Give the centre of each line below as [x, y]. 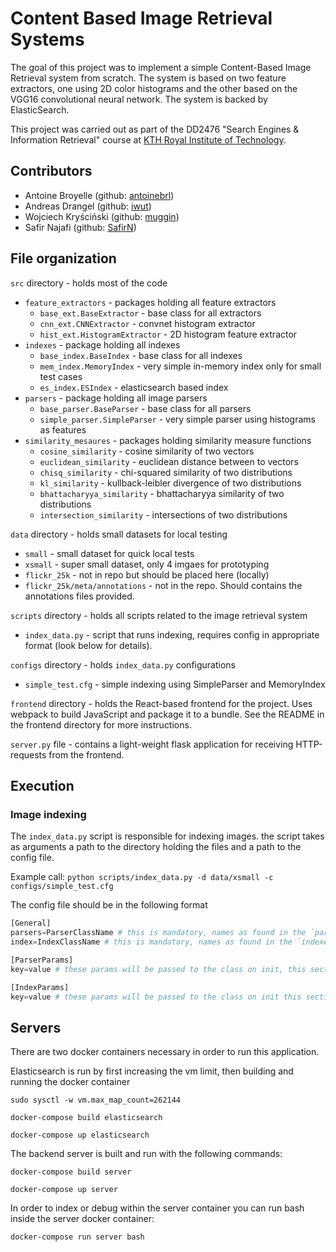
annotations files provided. [79, 596]
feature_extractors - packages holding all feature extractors [150, 302]
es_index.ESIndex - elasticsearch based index [134, 387]
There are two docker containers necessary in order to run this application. [165, 1052]
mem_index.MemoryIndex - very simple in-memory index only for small [180, 366]
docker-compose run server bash [77, 1237]
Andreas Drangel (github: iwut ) [88, 206]
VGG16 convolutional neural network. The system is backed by [139, 99]
